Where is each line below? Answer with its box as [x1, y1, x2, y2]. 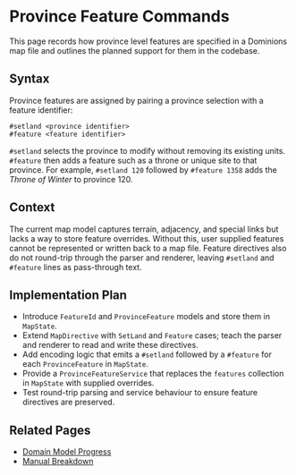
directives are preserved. [21, 396, 115, 408]
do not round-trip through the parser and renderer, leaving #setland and [9, 252, 275, 263]
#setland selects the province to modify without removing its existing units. [9, 145, 286, 156]
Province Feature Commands [9, 6, 230, 27]
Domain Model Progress [21, 446, 112, 457]
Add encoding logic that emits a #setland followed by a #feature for [21, 349, 273, 360]
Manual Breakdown [21, 456, 94, 467]
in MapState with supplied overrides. [21, 377, 155, 388]
